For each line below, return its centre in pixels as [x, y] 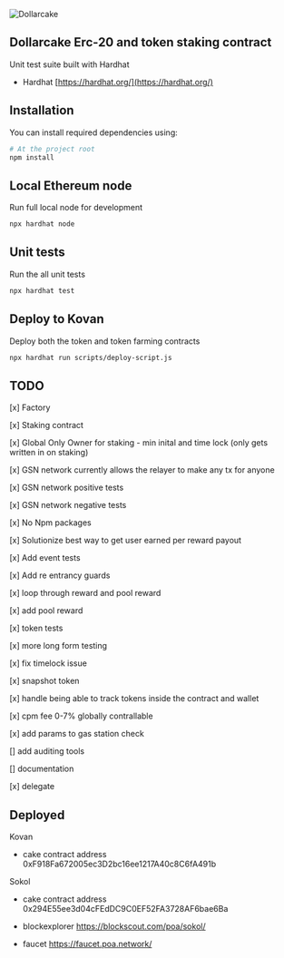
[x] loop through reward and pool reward [85, 593]
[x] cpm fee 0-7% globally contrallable [81, 716]
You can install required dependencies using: [94, 132]
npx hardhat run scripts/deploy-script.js [91, 357]
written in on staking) [49, 453]
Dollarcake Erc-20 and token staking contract [141, 42]
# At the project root [52, 149]
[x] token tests [36, 628]
